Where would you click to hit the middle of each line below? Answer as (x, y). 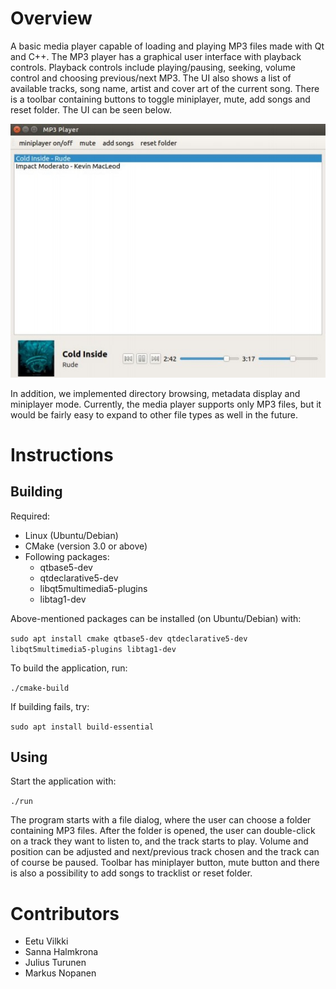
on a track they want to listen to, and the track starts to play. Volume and (159, 841)
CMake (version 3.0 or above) (86, 546)
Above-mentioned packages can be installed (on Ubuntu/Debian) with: (156, 618)
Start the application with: (63, 781)
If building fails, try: (50, 706)
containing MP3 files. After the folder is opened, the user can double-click (163, 831)
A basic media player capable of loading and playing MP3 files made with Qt (167, 46)
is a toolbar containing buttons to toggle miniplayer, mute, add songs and (160, 99)
